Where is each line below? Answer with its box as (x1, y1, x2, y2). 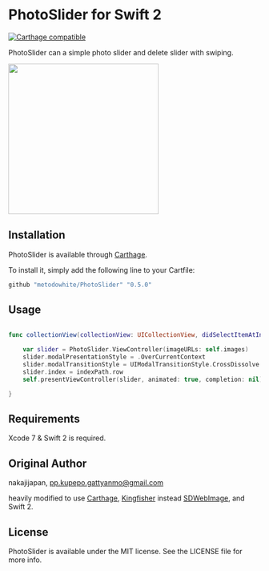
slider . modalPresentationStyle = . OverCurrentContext (22, 353, 206, 362)
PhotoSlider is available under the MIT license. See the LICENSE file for (8, 547, 243, 556)
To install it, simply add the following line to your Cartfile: (8, 265, 195, 274)
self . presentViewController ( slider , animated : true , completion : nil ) (22, 375, 263, 383)
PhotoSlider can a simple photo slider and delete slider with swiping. (8, 47, 234, 57)
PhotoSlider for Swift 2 (8, 6, 162, 24)
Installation (8, 229, 66, 242)
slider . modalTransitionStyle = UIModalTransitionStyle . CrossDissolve (22, 361, 260, 369)
